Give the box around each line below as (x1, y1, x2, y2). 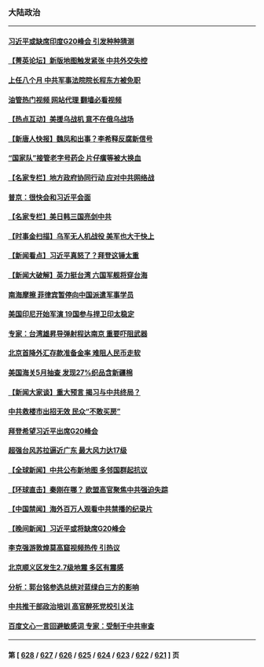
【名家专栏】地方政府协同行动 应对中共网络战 (8, 173, 155, 183)
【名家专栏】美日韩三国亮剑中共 (8, 212, 112, 221)
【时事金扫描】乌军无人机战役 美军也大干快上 (8, 231, 155, 241)
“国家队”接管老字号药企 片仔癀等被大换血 (8, 154, 141, 163)
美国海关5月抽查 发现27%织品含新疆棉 (8, 368, 134, 377)
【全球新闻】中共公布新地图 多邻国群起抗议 (8, 465, 148, 474)
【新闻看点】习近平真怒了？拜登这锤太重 (8, 250, 139, 261)
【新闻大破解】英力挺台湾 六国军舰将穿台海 (8, 270, 148, 280)
